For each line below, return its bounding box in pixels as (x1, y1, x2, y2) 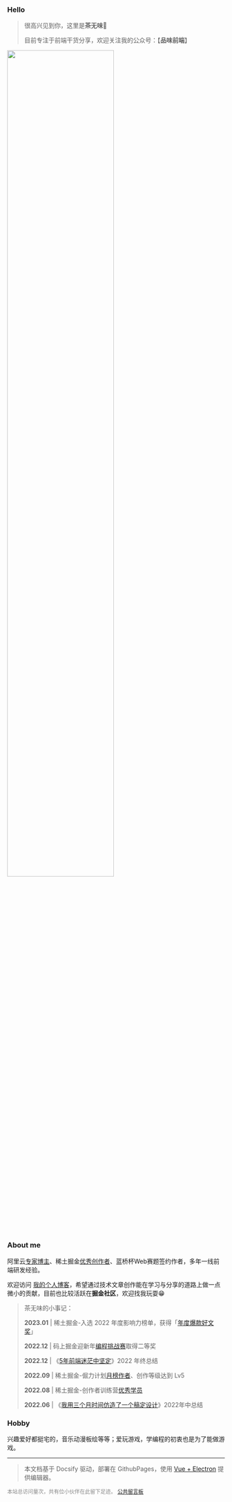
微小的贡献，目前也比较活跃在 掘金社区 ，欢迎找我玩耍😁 (7, 1289, 165, 1297)
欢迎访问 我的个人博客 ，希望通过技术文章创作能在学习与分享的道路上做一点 (7, 1280, 221, 1288)
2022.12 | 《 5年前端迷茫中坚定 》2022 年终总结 (23, 1356, 159, 1364)
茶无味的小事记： (23, 1303, 73, 1312)
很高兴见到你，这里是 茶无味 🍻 (23, 21, 107, 30)
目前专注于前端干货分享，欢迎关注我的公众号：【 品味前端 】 (23, 36, 191, 44)
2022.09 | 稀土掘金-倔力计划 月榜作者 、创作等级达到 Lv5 (23, 1371, 185, 1380)
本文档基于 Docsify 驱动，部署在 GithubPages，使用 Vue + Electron (23, 1465, 216, 1473)
